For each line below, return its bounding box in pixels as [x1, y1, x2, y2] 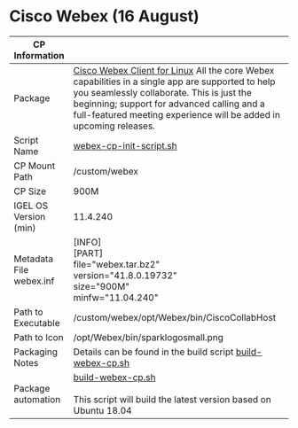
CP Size [13, 184, 47, 197]
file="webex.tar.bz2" [73, 258, 161, 270]
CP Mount [13, 160, 56, 172]
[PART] [73, 246, 104, 259]
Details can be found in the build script [73, 346, 234, 358]
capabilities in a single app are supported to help [73, 75, 276, 88]
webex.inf [13, 275, 55, 287]
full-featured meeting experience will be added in [73, 108, 281, 121]
